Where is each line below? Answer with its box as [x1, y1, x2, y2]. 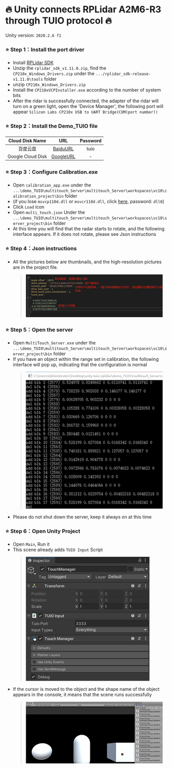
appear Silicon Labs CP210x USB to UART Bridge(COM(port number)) [12, 109, 158, 115]
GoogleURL [51, 153, 76, 159]
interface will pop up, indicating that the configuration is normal [12, 361, 147, 368]
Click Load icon [12, 204, 45, 210]
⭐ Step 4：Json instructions [5, 245, 77, 252]
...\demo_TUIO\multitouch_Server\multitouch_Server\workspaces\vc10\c [12, 189, 167, 194]
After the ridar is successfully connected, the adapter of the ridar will [12, 98, 159, 104]
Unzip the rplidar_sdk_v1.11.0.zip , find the [12, 65, 107, 71]
